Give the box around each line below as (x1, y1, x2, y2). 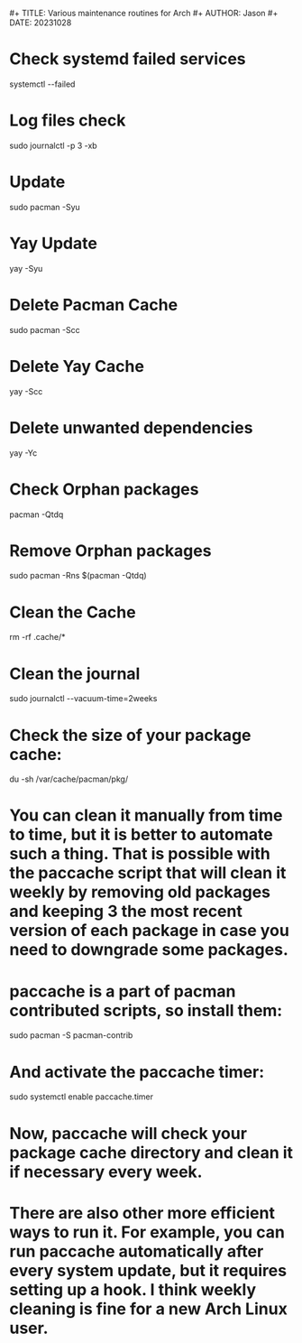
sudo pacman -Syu (9, 201, 81, 212)
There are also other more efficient (9, 1202, 275, 1223)
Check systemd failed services (9, 49, 246, 69)
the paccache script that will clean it (9, 863, 287, 884)
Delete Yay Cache (9, 356, 144, 376)
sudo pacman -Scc (9, 324, 80, 335)
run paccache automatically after (9, 1241, 264, 1262)
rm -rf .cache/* (9, 632, 66, 643)
